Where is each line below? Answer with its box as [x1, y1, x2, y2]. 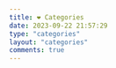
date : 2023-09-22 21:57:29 [9, 21, 108, 30]
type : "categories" [9, 29, 81, 38]
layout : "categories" [9, 37, 89, 47]
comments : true [9, 46, 65, 55]
